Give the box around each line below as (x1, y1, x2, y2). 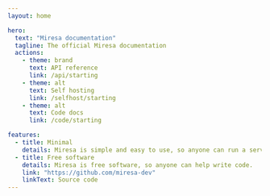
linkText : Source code (22, 176, 98, 184)
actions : (15, 49, 44, 57)
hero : (7, 26, 26, 35)
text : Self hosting (28, 86, 94, 94)
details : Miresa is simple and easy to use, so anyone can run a (22, 146, 247, 154)
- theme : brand (22, 56, 73, 65)
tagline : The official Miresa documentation (15, 41, 167, 49)
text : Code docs (28, 109, 84, 117)
